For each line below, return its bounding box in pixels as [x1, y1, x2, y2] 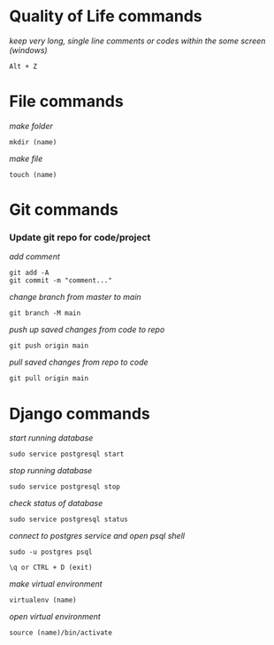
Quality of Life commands [9, 6, 202, 27]
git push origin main [9, 342, 89, 350]
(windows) [9, 44, 48, 55]
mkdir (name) [9, 137, 57, 147]
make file [9, 153, 43, 164]
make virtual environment [9, 579, 103, 589]
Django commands [9, 403, 150, 424]
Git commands [9, 200, 119, 220]
